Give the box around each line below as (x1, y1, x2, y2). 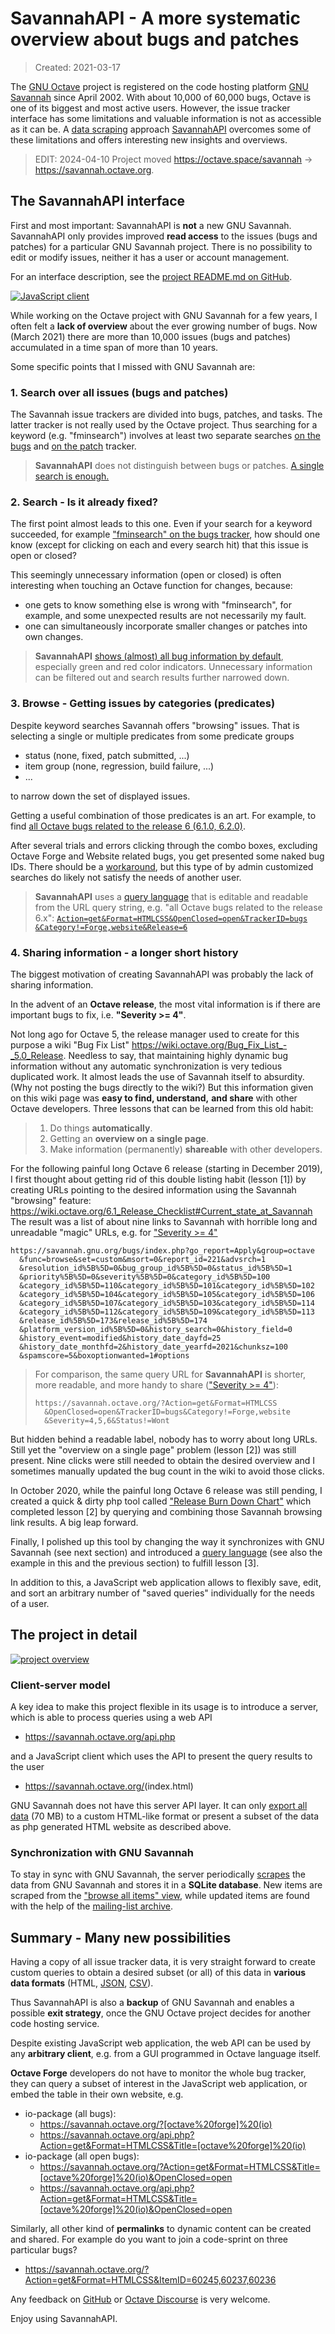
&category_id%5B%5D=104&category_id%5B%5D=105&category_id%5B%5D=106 (19, 1289, 315, 1299)
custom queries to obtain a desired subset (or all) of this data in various (10, 1967, 307, 1979)
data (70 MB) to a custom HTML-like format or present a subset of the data (10, 1810, 320, 1822)
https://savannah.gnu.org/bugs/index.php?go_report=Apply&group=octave (10, 1245, 315, 1256)
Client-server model (10, 1678, 111, 1692)
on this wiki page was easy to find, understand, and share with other (10, 1092, 298, 1104)
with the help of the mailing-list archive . (10, 1900, 174, 1912)
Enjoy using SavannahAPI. (10, 2313, 118, 2325)
